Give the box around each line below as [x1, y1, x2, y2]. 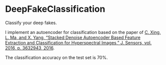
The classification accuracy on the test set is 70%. [5, 54, 108, 60]
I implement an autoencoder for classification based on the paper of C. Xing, [5, 29, 161, 35]
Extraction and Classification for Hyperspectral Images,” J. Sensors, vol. [5, 39, 152, 45]
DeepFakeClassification [5, 3, 105, 15]
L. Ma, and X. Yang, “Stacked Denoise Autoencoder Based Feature [5, 34, 141, 40]
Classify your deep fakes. [5, 20, 57, 26]
